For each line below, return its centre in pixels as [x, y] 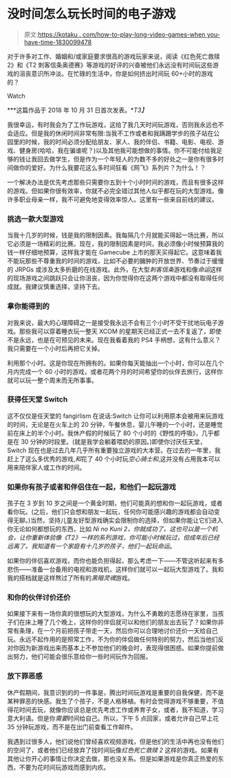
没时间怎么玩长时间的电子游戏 [92, 14]
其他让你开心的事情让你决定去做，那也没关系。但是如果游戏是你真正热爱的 [112, 758]
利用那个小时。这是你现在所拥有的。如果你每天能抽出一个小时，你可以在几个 [115, 363]
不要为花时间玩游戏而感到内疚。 [64, 767]
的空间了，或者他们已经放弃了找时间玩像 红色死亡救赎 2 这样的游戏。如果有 [113, 750]
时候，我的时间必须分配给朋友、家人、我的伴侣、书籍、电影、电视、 [121, 142]
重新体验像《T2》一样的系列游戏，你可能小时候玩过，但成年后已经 [125, 537]
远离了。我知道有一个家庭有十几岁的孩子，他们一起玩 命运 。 [91, 546]
